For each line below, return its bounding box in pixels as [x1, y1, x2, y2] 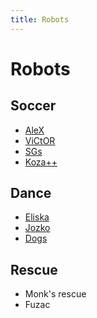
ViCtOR [24, 134, 56, 146]
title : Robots [10, 14, 70, 25]
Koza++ [24, 156, 58, 168]
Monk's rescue [24, 288, 87, 300]
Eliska [24, 211, 50, 223]
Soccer [10, 97, 57, 115]
